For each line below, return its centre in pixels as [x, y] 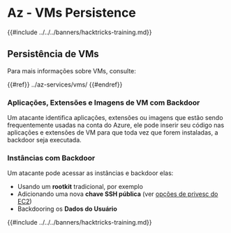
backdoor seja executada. [44, 140]
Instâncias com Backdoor [51, 158]
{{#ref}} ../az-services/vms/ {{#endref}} [65, 84]
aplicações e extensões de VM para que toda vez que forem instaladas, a [113, 133]
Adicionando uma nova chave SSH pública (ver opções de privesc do [118, 194]
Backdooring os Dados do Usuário [67, 209]
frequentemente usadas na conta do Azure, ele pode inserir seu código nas [116, 125]
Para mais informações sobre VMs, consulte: [72, 70]
